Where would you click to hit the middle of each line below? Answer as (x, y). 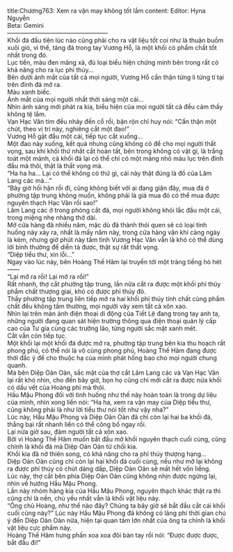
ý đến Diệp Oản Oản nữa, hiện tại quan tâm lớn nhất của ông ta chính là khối (116, 520)
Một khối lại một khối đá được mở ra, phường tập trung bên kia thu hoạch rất (116, 343)
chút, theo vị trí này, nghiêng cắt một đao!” (69, 129)
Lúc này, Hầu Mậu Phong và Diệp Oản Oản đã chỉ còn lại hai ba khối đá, (110, 417)
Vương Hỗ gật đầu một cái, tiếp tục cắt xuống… (75, 136)
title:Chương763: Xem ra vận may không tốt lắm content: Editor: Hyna (107, 11)
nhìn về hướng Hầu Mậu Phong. (53, 484)
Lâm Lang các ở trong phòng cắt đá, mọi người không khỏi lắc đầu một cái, (114, 210)
